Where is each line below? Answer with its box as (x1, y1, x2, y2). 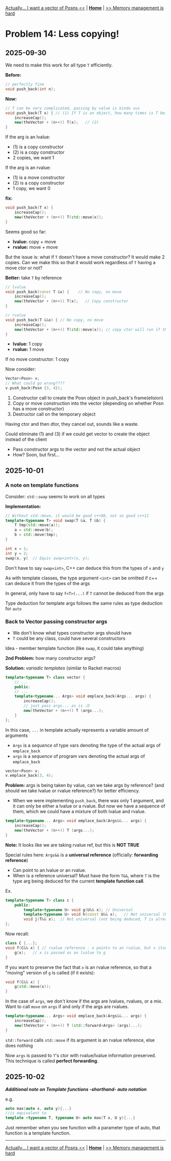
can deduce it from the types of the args (5, 580, 90, 586)
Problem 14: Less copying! (5, 28, 120, 40)
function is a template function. (5, 1130, 71, 1136)
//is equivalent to (5, 1110, 47, 1116)
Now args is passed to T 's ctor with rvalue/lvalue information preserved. (5, 1052, 156, 1058)
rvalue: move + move (12, 244, 58, 250)
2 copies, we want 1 (12, 155, 54, 161)
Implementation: (5, 503, 41, 509)
